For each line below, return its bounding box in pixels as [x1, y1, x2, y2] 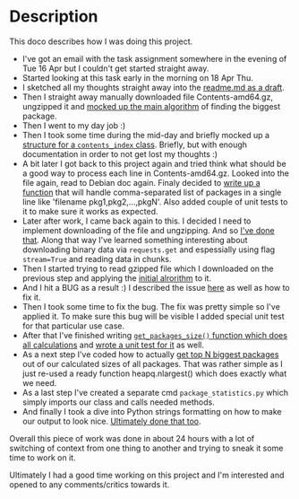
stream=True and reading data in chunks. [21, 253, 172, 264]
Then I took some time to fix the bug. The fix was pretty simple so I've [21, 301, 280, 311]
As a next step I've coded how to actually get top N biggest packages [21, 348, 279, 360]
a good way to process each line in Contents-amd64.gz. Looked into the [21, 168, 289, 179]
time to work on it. [9, 451, 76, 463]
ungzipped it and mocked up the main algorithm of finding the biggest [21, 101, 281, 111]
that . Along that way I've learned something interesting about [21, 234, 248, 245]
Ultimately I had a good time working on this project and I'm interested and [9, 469, 285, 480]
